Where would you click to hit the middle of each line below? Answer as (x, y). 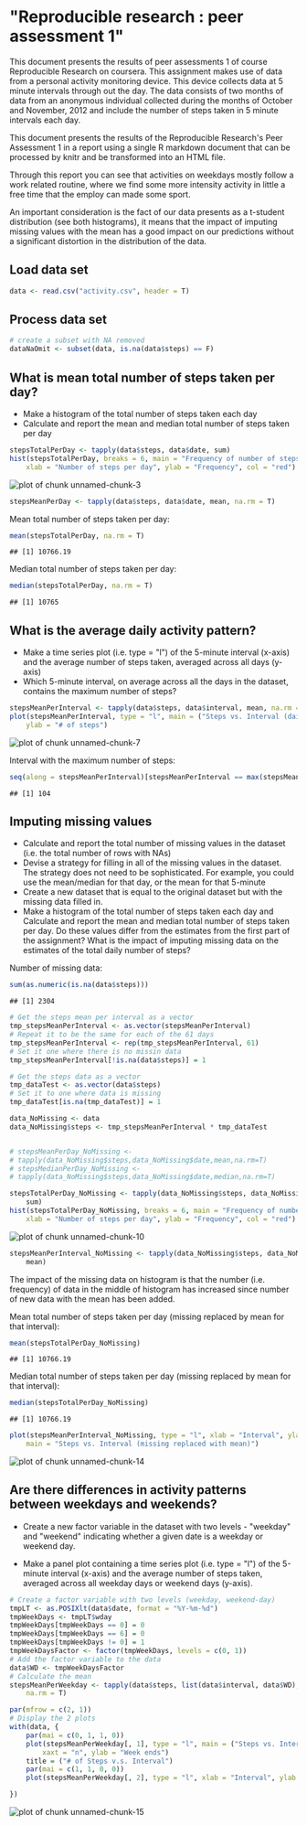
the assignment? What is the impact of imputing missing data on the (150, 940)
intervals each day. (45, 120)
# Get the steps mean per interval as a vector (102, 1017)
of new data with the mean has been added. (92, 1299)
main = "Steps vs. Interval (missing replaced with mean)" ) (143, 1444)
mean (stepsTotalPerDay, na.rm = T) (77, 536)
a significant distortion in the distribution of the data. (108, 241)
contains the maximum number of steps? (100, 692)
